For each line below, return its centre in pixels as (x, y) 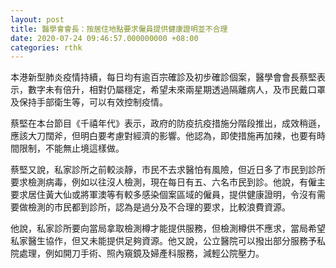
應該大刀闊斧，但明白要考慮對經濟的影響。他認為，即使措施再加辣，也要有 (163, 136)
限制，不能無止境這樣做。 (71, 148)
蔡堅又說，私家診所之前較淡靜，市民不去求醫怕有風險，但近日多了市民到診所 (168, 170)
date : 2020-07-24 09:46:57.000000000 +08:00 (104, 38)
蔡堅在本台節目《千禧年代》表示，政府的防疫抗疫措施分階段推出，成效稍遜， (168, 123)
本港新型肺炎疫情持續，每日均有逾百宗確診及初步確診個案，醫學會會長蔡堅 (163, 77)
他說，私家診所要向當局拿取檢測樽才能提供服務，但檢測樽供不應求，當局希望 (168, 228)
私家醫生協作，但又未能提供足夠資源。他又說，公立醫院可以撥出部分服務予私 (168, 241)
